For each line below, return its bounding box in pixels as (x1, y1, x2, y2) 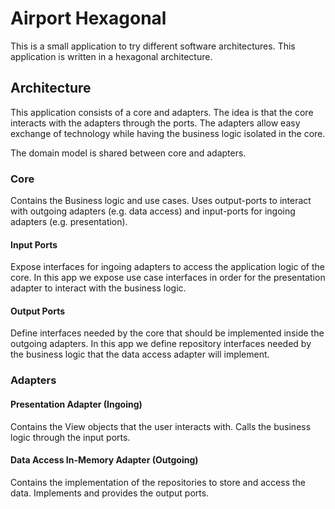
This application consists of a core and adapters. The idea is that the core (10, 106, 314, 118)
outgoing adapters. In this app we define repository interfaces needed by (10, 338, 312, 350)
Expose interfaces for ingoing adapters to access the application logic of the (10, 261, 325, 273)
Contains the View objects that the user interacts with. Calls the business (10, 420, 312, 432)
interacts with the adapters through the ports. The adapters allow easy (10, 117, 301, 129)
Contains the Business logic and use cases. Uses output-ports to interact (10, 195, 312, 207)
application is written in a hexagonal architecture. (10, 50, 213, 62)
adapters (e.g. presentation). (10, 216, 128, 228)
